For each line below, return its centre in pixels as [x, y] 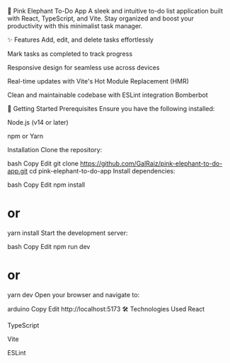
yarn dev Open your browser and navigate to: [74, 294]
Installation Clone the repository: [55, 150]
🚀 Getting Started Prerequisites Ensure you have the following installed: [111, 109]
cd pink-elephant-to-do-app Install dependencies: [102, 171]
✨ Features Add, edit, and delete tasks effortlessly [81, 40]
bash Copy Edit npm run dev [49, 246]
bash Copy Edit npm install [46, 185]
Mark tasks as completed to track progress [70, 54]
